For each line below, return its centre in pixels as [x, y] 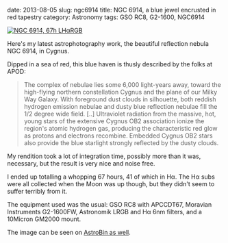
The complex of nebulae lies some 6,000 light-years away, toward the [122, 85]
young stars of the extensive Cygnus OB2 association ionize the [114, 121]
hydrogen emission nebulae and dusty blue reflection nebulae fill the [121, 106]
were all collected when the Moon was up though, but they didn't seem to [111, 184]
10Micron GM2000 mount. [44, 219]
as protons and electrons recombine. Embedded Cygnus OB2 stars [118, 136]
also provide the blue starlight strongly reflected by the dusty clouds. [121, 143]
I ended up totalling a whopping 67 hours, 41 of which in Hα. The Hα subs [111, 177]
